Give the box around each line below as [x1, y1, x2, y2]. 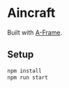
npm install [7, 67, 42, 75]
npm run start [7, 74, 49, 81]
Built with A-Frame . [7, 28, 63, 37]
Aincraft [7, 5, 56, 21]
